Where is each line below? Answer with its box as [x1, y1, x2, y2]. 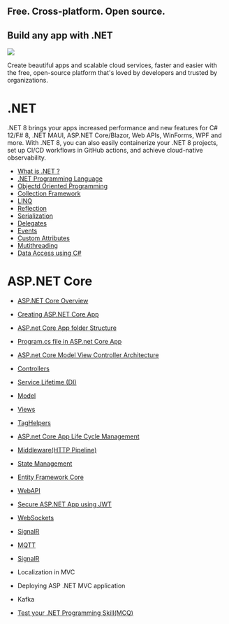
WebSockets [17, 514, 54, 522]
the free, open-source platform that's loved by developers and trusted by [7, 69, 218, 77]
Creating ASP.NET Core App [17, 310, 99, 319]
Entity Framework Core [17, 473, 84, 482]
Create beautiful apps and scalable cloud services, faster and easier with [7, 61, 218, 69]
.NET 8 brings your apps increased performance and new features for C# [7, 124, 219, 132]
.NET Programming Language [17, 174, 103, 183]
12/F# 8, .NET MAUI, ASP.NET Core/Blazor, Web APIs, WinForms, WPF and [7, 131, 222, 139]
